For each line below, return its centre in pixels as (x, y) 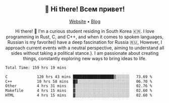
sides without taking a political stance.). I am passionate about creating (85, 53)
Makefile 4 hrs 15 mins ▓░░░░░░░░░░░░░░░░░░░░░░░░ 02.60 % (79, 91)
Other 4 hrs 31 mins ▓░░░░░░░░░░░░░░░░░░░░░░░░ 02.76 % (79, 86)
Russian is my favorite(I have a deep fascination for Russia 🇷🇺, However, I (85, 42)
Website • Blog (85, 21)
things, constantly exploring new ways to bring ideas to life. (85, 58)
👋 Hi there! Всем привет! (85, 9)
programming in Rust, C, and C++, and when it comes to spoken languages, (85, 37)
